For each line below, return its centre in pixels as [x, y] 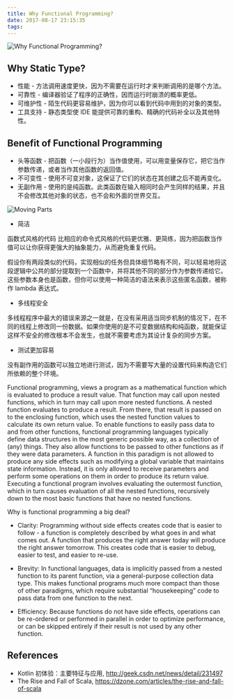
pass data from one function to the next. [75, 598]
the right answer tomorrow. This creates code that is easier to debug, [117, 548]
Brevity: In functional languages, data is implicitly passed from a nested [120, 568]
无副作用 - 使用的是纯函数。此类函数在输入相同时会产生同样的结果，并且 [121, 187]
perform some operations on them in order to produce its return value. [108, 476]
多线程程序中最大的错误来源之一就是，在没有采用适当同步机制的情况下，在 [114, 318]
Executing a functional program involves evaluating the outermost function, [115, 484]
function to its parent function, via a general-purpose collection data [115, 576]
